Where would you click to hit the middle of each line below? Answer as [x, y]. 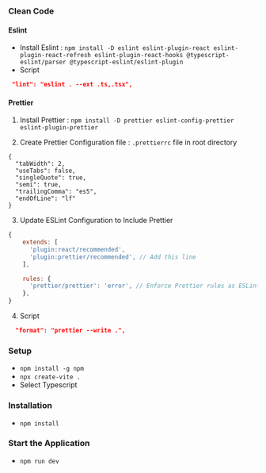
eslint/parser [43, 62]
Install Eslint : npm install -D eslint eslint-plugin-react [115, 48]
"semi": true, [38, 185]
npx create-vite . [50, 377]
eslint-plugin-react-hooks [139, 56]
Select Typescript [48, 385]
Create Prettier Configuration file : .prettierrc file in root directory [128, 142]
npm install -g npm [52, 369]
